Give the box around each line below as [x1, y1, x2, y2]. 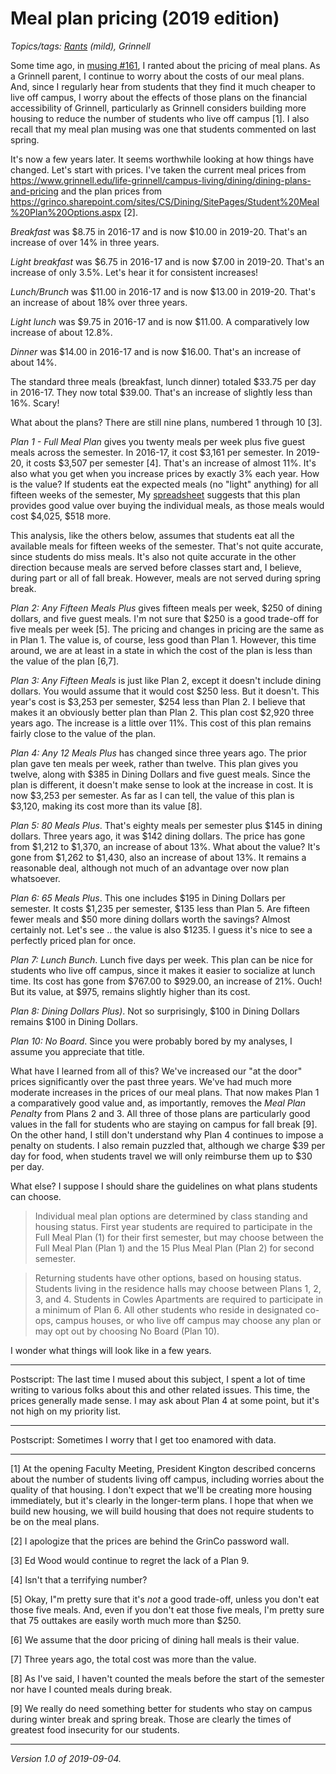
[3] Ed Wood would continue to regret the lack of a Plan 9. [10, 1554, 250, 1566]
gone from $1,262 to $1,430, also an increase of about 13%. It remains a [10, 851, 307, 863]
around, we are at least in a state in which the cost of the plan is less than [10, 644, 313, 656]
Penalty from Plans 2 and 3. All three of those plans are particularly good [10, 1107, 311, 1119]
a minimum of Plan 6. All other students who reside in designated [34, 1303, 303, 1316]
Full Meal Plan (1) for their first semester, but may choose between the [34, 1231, 324, 1243]
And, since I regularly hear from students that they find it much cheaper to [10, 80, 316, 92]
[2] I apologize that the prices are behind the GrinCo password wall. [10, 1535, 290, 1547]
